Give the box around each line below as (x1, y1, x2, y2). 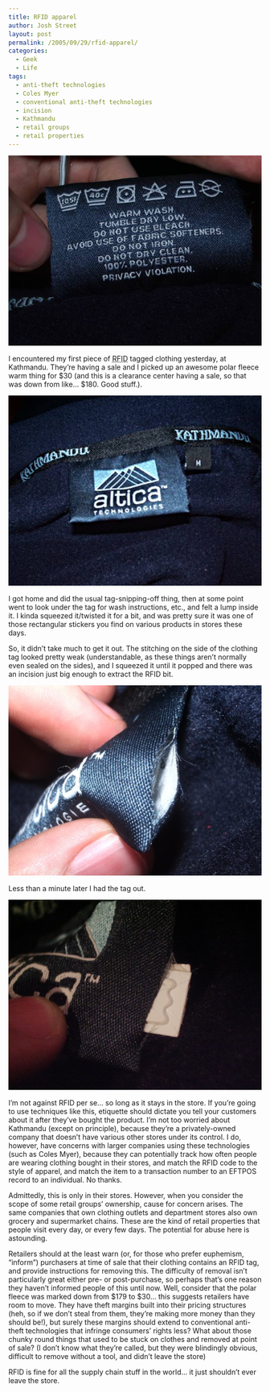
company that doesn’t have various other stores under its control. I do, (8, 1132, 242, 1142)
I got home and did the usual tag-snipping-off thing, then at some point (8, 593, 244, 603)
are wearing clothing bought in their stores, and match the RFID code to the (8, 1158, 258, 1167)
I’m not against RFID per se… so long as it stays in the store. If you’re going (8, 1097, 256, 1107)
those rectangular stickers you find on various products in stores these (8, 619, 243, 629)
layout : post (8, 30, 52, 38)
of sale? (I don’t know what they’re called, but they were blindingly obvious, (8, 1343, 258, 1353)
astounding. (8, 1233, 48, 1243)
